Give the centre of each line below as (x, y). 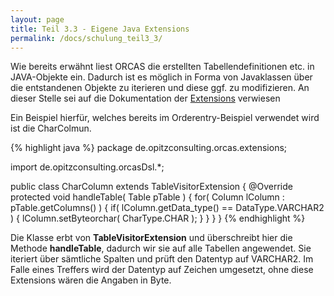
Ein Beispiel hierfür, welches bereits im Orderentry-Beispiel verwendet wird (165, 118)
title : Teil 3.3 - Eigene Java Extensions (100, 29)
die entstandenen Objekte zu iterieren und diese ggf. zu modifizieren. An (160, 88)
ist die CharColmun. (51, 128)
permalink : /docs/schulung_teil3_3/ (86, 38)
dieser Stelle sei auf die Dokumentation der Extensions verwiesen (145, 98)
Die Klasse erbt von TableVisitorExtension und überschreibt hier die (151, 238)
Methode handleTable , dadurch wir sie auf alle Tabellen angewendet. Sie (161, 248)
